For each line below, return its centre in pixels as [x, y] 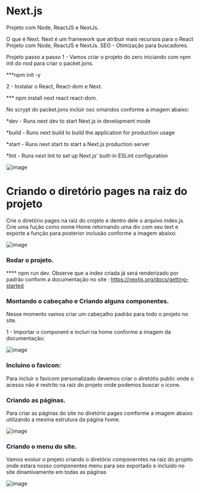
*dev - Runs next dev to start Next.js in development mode [79, 121]
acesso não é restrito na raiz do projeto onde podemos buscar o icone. [93, 385]
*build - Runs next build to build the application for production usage [90, 132]
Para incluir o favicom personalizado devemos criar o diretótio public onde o [100, 378]
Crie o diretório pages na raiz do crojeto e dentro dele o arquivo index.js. [96, 220]
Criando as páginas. [36, 400]
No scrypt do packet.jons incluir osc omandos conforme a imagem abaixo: [98, 109]
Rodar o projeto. [30, 260]
